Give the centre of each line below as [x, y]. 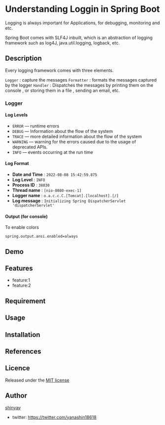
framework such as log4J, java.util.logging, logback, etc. [62, 42]
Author [16, 396]
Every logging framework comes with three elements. [60, 70]
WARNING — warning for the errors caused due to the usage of [74, 141]
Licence [18, 368]
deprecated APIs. [30, 147]
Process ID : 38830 [31, 185]
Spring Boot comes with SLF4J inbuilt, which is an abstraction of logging [79, 38]
